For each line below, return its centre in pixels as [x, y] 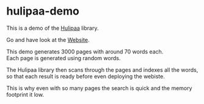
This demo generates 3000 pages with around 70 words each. [85, 51]
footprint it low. [25, 94]
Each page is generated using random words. [64, 58]
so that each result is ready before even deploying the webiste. [86, 76]
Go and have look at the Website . [48, 40]
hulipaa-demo [43, 11]
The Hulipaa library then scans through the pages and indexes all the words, [102, 70]
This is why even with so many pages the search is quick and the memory [99, 88]
